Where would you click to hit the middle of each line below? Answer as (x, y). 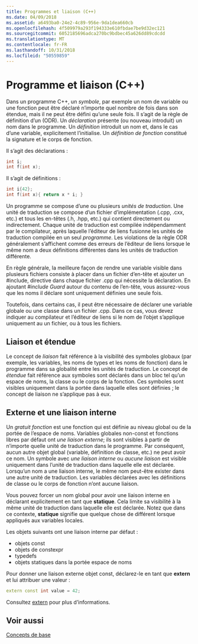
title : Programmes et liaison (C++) (51, 12)
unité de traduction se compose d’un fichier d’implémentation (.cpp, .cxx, (95, 212)
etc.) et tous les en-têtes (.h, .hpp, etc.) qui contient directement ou (88, 219)
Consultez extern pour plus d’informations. (58, 602)
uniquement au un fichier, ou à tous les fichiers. (64, 323)
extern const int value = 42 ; (43, 591)
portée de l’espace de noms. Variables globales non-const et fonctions (92, 433)
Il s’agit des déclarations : (37, 150)
